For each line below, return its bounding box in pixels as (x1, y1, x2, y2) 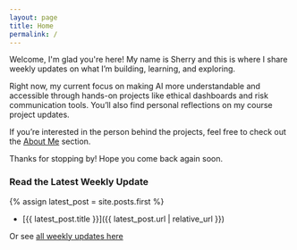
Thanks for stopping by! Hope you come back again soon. (9, 154, 224, 164)
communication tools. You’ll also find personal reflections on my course (9, 100, 273, 111)
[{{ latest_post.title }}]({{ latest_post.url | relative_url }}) (21, 213, 225, 224)
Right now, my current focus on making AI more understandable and (9, 81, 261, 92)
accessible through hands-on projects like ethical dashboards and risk (9, 90, 268, 101)
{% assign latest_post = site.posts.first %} (9, 196, 165, 206)
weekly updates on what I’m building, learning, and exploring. (9, 63, 235, 74)
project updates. (9, 109, 70, 121)
